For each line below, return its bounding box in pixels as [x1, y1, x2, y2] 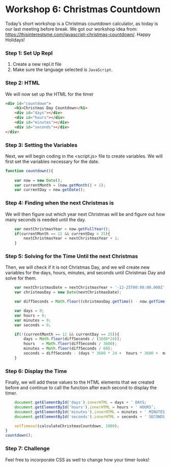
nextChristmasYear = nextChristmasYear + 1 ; [23, 236, 120, 241]
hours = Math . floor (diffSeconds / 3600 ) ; [23, 341, 117, 346]
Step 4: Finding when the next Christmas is [5, 199, 114, 206]
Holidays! [5, 37, 25, 43]
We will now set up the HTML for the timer [5, 91, 94, 97]
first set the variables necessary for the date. [5, 158, 100, 165]
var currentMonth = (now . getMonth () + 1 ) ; [14, 182, 106, 188]
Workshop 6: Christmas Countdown [5, 4, 161, 15]
